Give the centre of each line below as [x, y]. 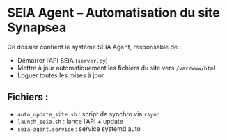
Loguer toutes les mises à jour [61, 75]
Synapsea [37, 28]
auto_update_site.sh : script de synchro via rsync [88, 114]
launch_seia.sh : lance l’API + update [70, 121]
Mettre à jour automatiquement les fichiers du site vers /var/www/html [117, 68]
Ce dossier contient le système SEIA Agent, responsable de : [94, 47]
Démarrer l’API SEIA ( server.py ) [62, 60]
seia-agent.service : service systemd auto [79, 129]
